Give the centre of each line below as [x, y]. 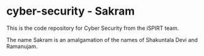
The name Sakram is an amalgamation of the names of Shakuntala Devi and [102, 40]
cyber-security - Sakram [71, 11]
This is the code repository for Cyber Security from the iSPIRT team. [93, 28]
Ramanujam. [22, 46]
